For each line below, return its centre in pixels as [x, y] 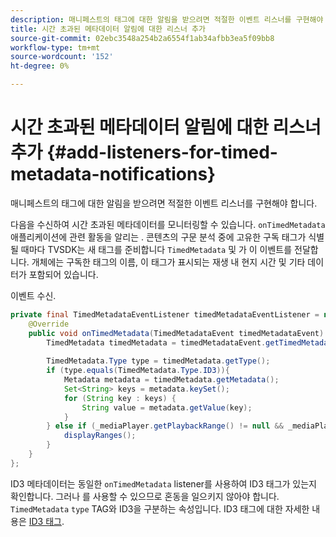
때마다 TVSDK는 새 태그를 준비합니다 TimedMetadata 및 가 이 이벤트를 [156, 249]
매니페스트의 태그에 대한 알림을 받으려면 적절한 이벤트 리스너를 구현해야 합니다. [164, 203]
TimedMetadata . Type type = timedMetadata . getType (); [158, 361]
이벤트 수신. [33, 295]
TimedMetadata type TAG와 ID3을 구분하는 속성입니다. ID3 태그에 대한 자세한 [160, 508]
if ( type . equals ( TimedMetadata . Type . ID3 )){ [138, 371]
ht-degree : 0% [40, 66]
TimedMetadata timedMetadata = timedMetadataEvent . [156, 342]
